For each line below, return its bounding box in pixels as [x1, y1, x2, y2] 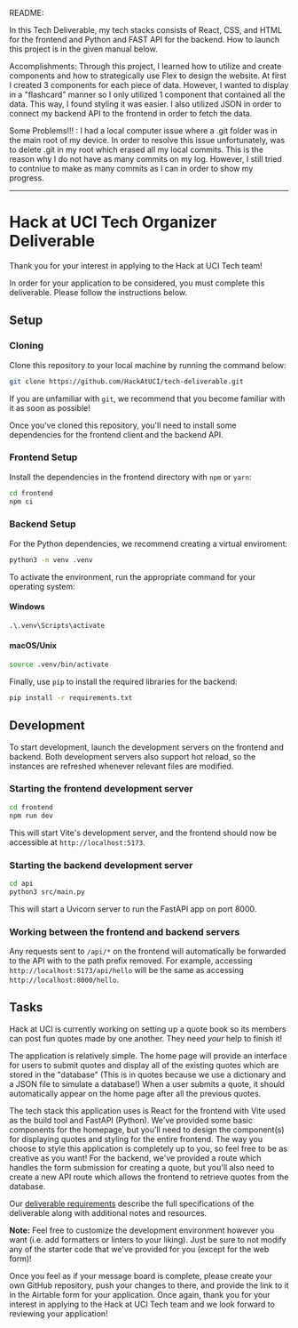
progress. [9, 173, 44, 183]
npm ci [9, 497, 34, 506]
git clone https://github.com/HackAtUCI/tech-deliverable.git [9, 377, 244, 386]
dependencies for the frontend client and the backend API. [9, 429, 223, 439]
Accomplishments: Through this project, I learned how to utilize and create [9, 61, 282, 71]
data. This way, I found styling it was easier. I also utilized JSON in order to [9, 99, 282, 109]
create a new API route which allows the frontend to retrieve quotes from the [9, 1171, 289, 1182]
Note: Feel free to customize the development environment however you [9, 1225, 275, 1235]
